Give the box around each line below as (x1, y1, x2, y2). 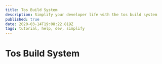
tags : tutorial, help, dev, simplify (5, 26, 85, 31)
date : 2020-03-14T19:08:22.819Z (5, 21, 73, 27)
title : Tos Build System (5, 7, 58, 13)
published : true (5, 17, 39, 22)
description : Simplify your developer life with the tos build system (5, 12, 157, 17)
